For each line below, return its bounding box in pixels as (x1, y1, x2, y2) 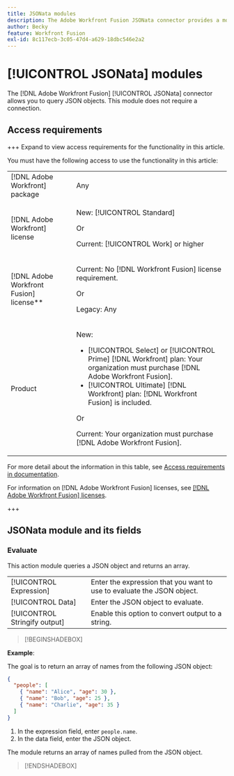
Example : (7, 648, 35, 657)
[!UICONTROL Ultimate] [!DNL (88, 380, 187, 390)
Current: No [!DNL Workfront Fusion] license (76, 264, 221, 274)
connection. (7, 104, 42, 112)
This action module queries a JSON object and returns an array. (7, 561, 190, 570)
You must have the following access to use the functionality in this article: (7, 156, 218, 165)
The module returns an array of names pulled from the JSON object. (7, 747, 203, 756)
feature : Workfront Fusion (7, 29, 86, 37)
